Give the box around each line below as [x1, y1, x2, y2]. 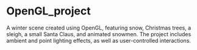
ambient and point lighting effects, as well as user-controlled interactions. [6, 37, 191, 44]
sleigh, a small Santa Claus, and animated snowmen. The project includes [6, 30, 192, 37]
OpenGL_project [6, 4, 91, 18]
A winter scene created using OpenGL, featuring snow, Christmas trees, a [6, 24, 192, 31]
